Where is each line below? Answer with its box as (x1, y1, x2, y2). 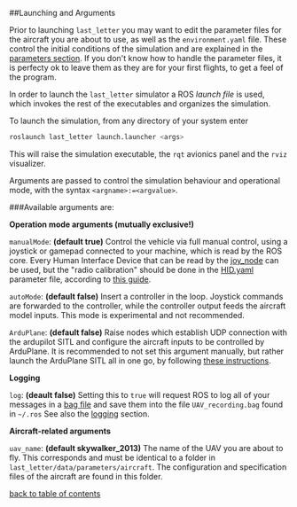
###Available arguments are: (9, 201, 114, 212)
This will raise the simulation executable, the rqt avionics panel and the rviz (9, 148, 288, 159)
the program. (9, 72, 57, 82)
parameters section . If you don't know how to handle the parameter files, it (9, 53, 282, 63)
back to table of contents (9, 487, 101, 499)
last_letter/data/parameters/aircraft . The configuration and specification (9, 461, 287, 472)
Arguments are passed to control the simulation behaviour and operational (9, 175, 281, 185)
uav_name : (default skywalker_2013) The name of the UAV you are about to (9, 442, 284, 453)
